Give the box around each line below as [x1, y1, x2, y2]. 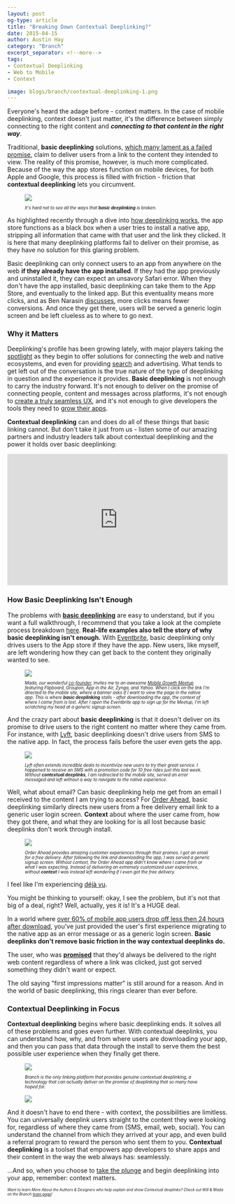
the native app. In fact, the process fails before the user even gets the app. [7, 738, 222, 746]
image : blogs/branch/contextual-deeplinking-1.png [7, 88, 158, 95]
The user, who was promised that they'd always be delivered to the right [7, 951, 217, 959]
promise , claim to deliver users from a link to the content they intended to [7, 150, 218, 159]
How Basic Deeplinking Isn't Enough [7, 595, 133, 605]
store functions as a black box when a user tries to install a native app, [7, 223, 211, 232]
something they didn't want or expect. [7, 965, 117, 974]
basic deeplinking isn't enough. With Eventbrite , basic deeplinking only [7, 633, 215, 641]
